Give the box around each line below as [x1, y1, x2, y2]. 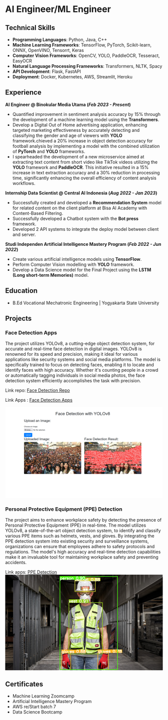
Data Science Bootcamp [12, 709, 62, 715]
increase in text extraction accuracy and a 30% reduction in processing [12, 169, 160, 175]
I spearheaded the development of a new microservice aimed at [12, 153, 144, 159]
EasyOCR [12, 58, 32, 63]
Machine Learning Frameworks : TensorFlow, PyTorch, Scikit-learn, [12, 42, 151, 48]
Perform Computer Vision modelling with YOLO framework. [12, 261, 135, 267]
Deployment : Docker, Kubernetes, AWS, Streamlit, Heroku [12, 74, 132, 79]
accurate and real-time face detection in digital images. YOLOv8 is [5, 346, 142, 352]
